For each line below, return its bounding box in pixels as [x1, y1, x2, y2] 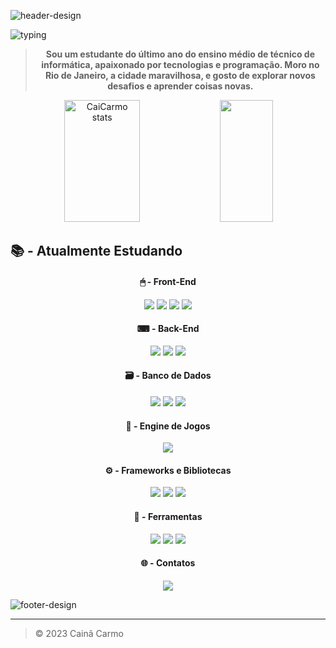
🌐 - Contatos [140, 557, 196, 569]
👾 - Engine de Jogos [125, 420, 211, 432]
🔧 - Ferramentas [133, 511, 203, 522]
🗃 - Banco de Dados [124, 370, 212, 382]
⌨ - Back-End [136, 323, 200, 335]
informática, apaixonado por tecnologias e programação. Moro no [41, 59, 320, 70]
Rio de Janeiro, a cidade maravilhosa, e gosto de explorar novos [44, 70, 316, 81]
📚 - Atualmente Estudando [10, 243, 183, 260]
